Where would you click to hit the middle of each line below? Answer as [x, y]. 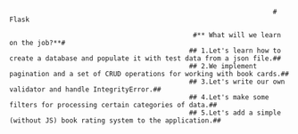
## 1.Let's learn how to [235, 51]
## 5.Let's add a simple [235, 113]
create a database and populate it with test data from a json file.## [145, 59]
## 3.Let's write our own [237, 82]
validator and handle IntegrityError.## [86, 90]
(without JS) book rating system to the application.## [115, 121]
